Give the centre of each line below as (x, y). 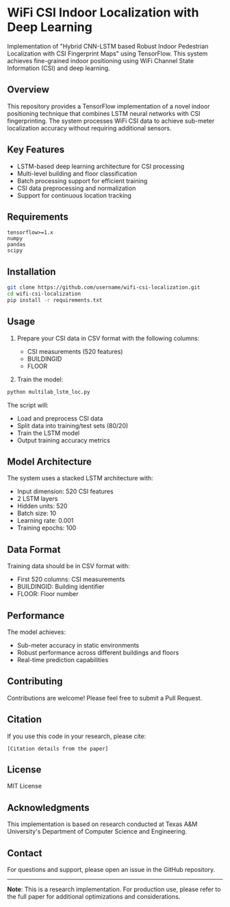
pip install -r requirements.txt (55, 300)
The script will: (28, 405)
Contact (25, 853)
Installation (31, 271)
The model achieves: (37, 632)
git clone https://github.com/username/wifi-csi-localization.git (104, 287)
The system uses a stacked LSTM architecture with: (80, 478)
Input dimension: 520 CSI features (65, 491)
